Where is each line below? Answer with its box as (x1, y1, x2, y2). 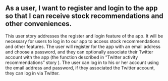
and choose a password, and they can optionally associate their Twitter (5, 48, 153, 54)
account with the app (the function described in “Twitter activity (5, 54, 138, 60)
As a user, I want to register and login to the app (5, 4, 158, 12)
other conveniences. (5, 19, 72, 28)
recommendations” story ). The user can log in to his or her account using (5, 59, 159, 65)
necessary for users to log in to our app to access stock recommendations (5, 38, 160, 44)
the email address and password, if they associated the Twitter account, (5, 64, 155, 70)
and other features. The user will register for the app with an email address (5, 43, 160, 49)
